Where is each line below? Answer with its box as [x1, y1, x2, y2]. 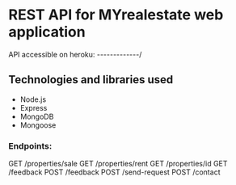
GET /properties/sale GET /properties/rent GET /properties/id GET [8, 159, 228, 169]
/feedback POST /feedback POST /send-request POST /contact [8, 167, 221, 177]
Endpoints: [8, 140, 53, 151]
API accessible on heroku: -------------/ [8, 49, 142, 59]
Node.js [19, 95, 47, 104]
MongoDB [19, 111, 54, 121]
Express [19, 103, 48, 112]
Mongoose [19, 120, 57, 130]
